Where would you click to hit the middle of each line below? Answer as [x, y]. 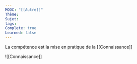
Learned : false [21, 33]
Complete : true [21, 28]
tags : [11, 24]
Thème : [12, 14]
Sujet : [12, 19]
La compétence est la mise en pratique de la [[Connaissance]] [69, 47]
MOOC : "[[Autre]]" [24, 10]
